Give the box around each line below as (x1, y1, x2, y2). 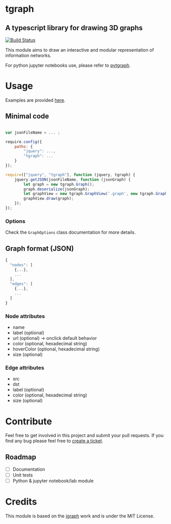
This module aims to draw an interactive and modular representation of (5, 47, 154, 53)
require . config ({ (5, 139, 42, 144)
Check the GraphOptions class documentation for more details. (5, 229, 136, 235)
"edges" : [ (10, 281, 33, 287)
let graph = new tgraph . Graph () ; (23, 182, 95, 187)
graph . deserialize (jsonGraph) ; (23, 186, 90, 192)
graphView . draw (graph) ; (23, 196, 74, 201)
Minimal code (5, 112, 49, 121)
